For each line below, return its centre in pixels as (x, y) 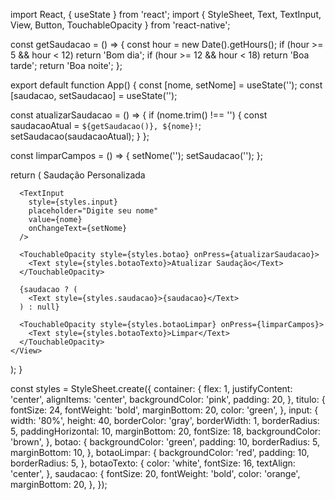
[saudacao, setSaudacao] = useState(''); (94, 95)
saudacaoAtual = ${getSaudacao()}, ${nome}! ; (106, 125)
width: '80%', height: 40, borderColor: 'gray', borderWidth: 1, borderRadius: (165, 420)
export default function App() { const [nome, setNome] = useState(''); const (166, 85)
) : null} (39, 307)
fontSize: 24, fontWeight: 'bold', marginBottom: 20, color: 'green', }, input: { (164, 410)
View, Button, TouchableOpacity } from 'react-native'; (120, 25)
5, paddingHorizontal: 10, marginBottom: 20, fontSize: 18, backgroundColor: (166, 431)
